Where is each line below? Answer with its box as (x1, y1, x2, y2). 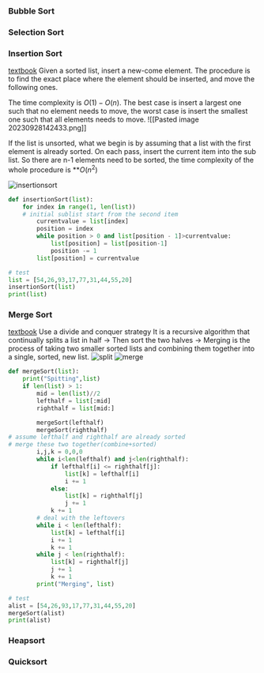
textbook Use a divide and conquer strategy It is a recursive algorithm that (8, 327, 251, 336)
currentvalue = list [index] (36, 217, 129, 226)
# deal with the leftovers (36, 514, 126, 522)
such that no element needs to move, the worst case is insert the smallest (8, 107, 248, 116)
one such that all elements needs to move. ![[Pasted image (8, 115, 199, 124)
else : (50, 484, 69, 493)
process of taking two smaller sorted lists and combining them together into (8, 344, 255, 353)
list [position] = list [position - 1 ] (50, 239, 168, 248)
